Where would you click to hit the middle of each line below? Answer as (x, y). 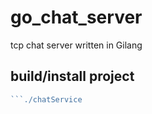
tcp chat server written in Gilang (76, 45)
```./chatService (46, 99)
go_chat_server (76, 17)
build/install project (72, 76)
